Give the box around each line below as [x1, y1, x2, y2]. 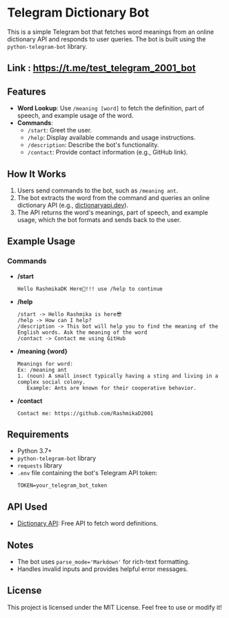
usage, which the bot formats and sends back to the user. [17, 215, 181, 223]
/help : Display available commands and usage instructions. [27, 133, 196, 142]
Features [7, 86, 46, 97]
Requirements [7, 429, 69, 441]
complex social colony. [17, 378, 86, 386]
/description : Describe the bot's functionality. [27, 141, 159, 149]
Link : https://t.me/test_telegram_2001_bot [7, 62, 196, 74]
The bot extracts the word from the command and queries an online [17, 193, 210, 201]
